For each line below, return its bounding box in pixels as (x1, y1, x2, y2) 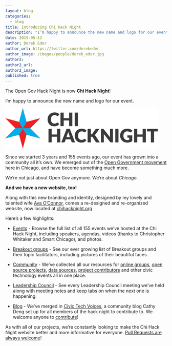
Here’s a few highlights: (5, 215, 55, 221)
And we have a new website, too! (5, 185, 77, 191)
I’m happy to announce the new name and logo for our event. (5, 98, 134, 104)
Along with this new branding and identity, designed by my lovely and (5, 195, 152, 201)
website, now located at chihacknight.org (5, 206, 93, 212)
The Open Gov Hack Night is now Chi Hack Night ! (5, 88, 111, 94)
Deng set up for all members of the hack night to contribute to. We (12, 309, 153, 315)
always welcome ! (5, 335, 42, 341)
